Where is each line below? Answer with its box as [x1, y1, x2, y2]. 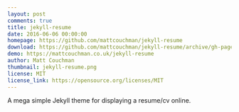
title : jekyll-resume [7, 24, 72, 31]
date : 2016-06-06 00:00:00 [7, 30, 87, 38]
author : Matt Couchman [7, 57, 75, 64]
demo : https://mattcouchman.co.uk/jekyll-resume [7, 51, 154, 58]
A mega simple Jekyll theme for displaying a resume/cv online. [7, 96, 191, 105]
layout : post [7, 10, 46, 18]
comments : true [7, 17, 53, 24]
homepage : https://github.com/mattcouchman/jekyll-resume [7, 37, 183, 44]
